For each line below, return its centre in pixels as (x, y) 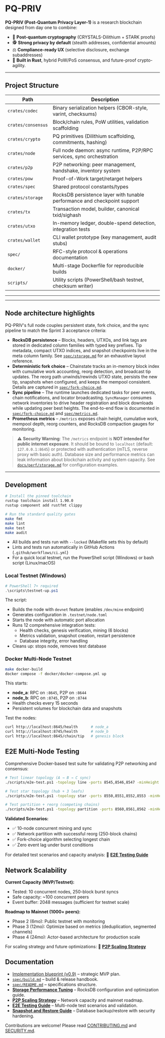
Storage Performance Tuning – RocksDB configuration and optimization (85, 990)
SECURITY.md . (20, 1031)
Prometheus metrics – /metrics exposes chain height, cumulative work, (85, 418)
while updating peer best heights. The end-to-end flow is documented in (86, 408)
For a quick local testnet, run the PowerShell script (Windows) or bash (83, 558)
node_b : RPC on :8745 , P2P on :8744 (49, 698)
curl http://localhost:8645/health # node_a (57, 727)
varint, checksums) (75, 114)
